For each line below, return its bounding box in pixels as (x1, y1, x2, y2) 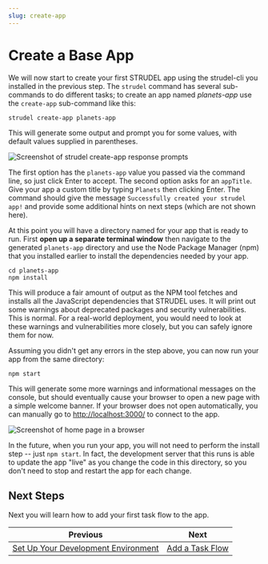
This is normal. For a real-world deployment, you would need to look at (8, 313, 242, 323)
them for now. (8, 330, 54, 340)
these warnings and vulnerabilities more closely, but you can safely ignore (8, 321, 253, 331)
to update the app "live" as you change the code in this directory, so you (8, 457, 247, 467)
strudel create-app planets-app (8, 114, 116, 122)
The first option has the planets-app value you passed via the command (8, 167, 246, 177)
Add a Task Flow (166, 542, 230, 554)
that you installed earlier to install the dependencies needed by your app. (8, 251, 250, 260)
